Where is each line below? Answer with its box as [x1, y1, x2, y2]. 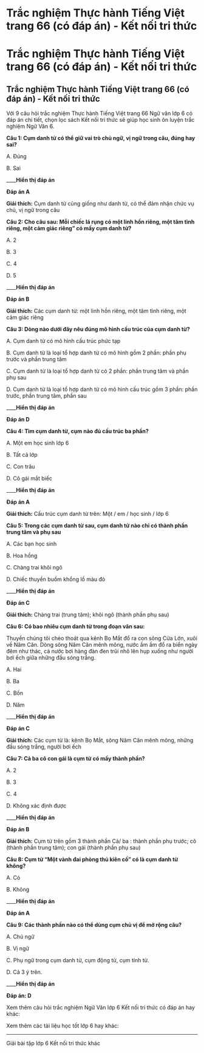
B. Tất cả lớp [6, 451, 38, 459]
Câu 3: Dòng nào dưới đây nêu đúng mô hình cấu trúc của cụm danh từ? [6, 326, 190, 333]
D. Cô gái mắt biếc [6, 475, 53, 482]
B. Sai [6, 164, 21, 172]
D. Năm [6, 701, 25, 709]
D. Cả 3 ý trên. [6, 968, 42, 976]
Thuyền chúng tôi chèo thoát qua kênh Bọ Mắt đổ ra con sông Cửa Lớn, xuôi [6, 635, 197, 642]
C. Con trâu [6, 463, 35, 470]
